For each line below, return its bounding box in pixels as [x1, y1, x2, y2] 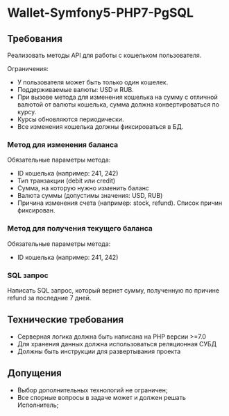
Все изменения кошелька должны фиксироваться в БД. [17, 123, 184, 130]
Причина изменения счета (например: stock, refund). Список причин [17, 199, 223, 207]
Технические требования [7, 314, 124, 325]
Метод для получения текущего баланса [7, 224, 153, 233]
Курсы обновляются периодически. [17, 115, 124, 123]
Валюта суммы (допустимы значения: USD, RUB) [17, 192, 163, 200]
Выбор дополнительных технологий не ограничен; [17, 385, 168, 394]
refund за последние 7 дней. [7, 293, 92, 302]
